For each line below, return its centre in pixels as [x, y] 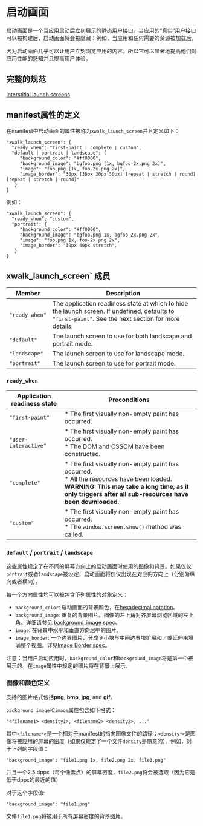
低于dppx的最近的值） [34, 780]
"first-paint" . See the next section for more [116, 319]
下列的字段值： [30, 749]
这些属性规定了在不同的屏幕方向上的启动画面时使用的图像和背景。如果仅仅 [99, 566]
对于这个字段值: [26, 793]
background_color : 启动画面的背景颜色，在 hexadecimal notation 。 [97, 607]
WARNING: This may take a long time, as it [127, 486]
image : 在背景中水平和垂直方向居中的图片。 [68, 630]
